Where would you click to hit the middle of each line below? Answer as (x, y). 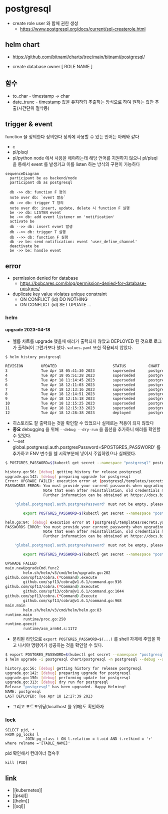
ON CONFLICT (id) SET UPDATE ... (55, 305)
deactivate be (24, 246)
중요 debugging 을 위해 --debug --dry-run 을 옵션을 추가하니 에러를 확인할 (86, 429)
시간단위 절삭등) (34, 108)
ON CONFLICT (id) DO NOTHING (54, 299)
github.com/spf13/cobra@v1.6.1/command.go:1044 (73, 591)
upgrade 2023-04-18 (28, 329)
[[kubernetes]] (27, 790)
